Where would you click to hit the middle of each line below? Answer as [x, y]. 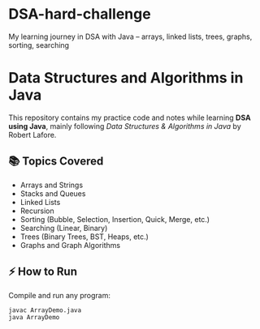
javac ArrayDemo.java [45, 310]
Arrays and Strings [52, 185]
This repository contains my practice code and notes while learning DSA [130, 117]
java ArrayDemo [34, 318]
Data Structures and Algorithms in [126, 78]
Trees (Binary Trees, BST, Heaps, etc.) [84, 237]
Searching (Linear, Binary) [64, 228]
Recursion [37, 211]
